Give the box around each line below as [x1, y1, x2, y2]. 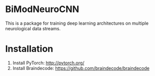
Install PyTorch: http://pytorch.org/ [12, 59, 85, 66]
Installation [5, 43, 54, 55]
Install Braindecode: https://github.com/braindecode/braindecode [12, 65, 150, 71]
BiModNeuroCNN [5, 4, 79, 15]
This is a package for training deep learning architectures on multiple [5, 20, 149, 26]
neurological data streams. [5, 25, 61, 31]
